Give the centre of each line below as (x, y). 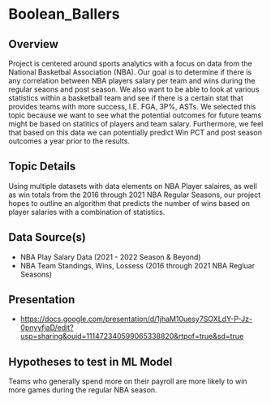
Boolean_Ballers (64, 14)
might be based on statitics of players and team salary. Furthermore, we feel (136, 124)
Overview (34, 44)
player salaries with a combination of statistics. (87, 212)
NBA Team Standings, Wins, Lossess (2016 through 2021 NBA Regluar (138, 265)
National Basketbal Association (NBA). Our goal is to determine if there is (130, 72)
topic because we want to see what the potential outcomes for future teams (135, 115)
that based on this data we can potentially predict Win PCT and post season (135, 132)
